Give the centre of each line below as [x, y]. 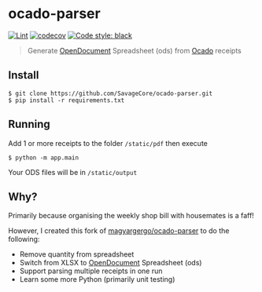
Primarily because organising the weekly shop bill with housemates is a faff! [131, 216]
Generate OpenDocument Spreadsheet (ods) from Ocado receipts [134, 50]
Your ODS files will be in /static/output [73, 172]
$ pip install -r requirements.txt [66, 100]
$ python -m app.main [44, 158]
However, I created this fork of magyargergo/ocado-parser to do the [119, 231]
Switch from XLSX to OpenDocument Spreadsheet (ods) [111, 263]
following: [24, 239]
